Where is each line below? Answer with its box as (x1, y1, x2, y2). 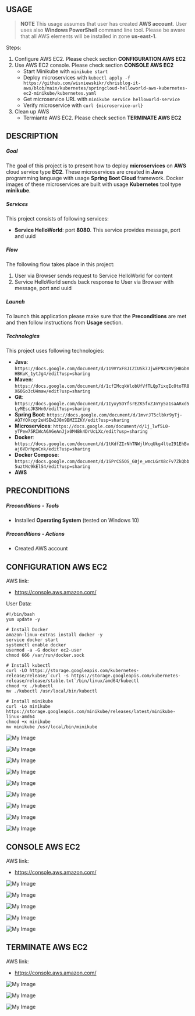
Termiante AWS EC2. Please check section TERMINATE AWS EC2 (23, 114, 182, 121)
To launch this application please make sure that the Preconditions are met (6, 313, 187, 320)
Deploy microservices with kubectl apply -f (23, 74, 130, 81)
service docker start (6, 637, 59, 643)
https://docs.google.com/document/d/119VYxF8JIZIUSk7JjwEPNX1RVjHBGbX (14, 366, 190, 372)
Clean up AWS (14, 108, 49, 115)
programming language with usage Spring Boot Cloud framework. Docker (6, 175, 184, 182)
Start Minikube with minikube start (23, 67, 108, 75)
